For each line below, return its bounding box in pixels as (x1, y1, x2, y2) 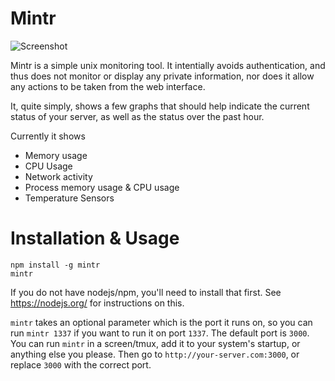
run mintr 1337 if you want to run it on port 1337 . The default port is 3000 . (10, 327, 310, 339)
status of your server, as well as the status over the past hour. (10, 110, 265, 122)
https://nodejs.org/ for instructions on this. (10, 297, 185, 309)
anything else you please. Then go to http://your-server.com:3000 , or (10, 348, 300, 360)
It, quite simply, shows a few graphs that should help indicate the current (10, 100, 310, 112)
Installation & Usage (10, 227, 180, 250)
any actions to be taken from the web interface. (10, 80, 206, 92)
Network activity (24, 170, 93, 182)
